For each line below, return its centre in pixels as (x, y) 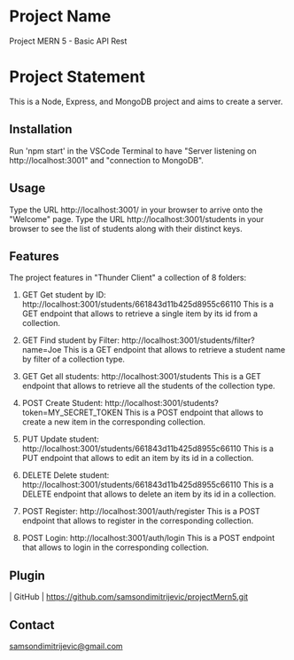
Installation (41, 129)
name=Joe (42, 350)
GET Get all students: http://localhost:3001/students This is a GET (141, 377)
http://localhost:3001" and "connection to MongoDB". (106, 160)
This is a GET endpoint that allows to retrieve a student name (174, 350)
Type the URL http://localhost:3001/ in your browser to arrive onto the (136, 210)
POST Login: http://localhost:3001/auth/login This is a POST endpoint (148, 538)
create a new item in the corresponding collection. (114, 422)
